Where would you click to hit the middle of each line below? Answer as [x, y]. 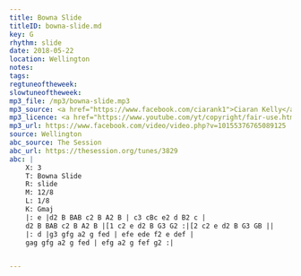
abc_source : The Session [56, 142]
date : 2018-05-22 [42, 51]
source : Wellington [46, 134]
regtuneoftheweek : [43, 84]
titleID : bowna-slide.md [56, 26]
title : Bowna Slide [46, 17]
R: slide [42, 185]
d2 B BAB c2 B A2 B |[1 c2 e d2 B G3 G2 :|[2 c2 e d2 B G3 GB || [150, 226]
